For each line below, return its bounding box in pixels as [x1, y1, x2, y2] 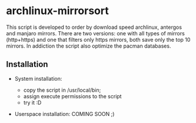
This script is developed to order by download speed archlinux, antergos [6, 24, 182, 31]
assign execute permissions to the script [23, 92, 122, 99]
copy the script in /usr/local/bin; [23, 87, 101, 94]
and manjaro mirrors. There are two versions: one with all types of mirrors [6, 29, 185, 36]
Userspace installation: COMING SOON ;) [14, 110, 115, 117]
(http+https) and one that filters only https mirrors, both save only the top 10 [6, 36, 191, 43]
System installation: [14, 75, 62, 82]
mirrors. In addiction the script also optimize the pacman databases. [6, 42, 171, 49]
